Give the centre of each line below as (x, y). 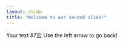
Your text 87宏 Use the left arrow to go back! (62, 35)
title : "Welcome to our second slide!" (57, 17)
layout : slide (24, 12)
